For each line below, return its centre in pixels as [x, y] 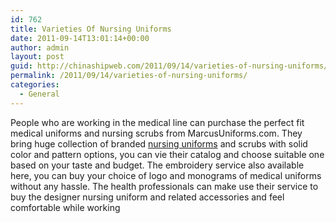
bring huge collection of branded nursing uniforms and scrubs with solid [159, 143]
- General [39, 94]
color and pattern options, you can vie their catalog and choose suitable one [167, 154]
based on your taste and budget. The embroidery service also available [157, 165]
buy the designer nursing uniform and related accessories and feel [147, 197]
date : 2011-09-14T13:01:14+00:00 [80, 38]
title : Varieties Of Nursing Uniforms [91, 29]
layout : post [37, 57]
